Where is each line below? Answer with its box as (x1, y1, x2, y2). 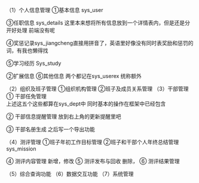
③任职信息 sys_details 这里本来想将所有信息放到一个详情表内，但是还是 (6, 19, 185, 26)
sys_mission (6, 145, 36, 152)
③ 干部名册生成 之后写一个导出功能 (6, 126, 96, 133)
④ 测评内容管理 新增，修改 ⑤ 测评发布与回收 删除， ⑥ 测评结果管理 (6, 158, 180, 164)
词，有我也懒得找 (6, 47, 48, 54)
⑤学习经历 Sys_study (6, 60, 62, 67)
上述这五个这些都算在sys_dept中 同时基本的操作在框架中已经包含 (6, 100, 166, 107)
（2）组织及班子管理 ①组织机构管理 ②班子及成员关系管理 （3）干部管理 (6, 85, 189, 92)
